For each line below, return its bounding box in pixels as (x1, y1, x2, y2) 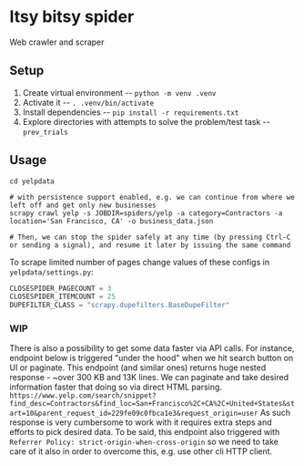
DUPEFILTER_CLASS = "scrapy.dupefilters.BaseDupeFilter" (9, 301, 230, 310)
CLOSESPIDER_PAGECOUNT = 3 (9, 284, 112, 293)
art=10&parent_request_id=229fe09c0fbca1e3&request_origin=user (9, 409, 258, 419)
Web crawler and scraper (9, 36, 105, 47)
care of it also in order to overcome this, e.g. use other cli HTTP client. (9, 446, 273, 457)
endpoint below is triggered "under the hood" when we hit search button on (9, 353, 294, 364)
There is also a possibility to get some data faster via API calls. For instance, (9, 343, 295, 354)
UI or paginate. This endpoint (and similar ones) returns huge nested (9, 362, 267, 373)
